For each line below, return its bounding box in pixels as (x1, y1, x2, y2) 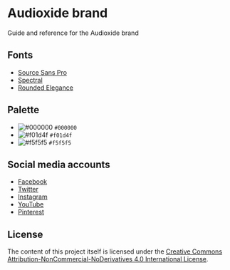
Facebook (17, 177, 48, 186)
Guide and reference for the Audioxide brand (7, 28, 139, 37)
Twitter (17, 185, 39, 194)
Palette (7, 104, 40, 116)
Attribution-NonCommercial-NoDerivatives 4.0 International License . (7, 255, 209, 264)
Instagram (17, 192, 48, 201)
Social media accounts (7, 158, 110, 170)
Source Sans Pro (17, 68, 68, 76)
